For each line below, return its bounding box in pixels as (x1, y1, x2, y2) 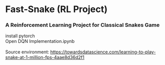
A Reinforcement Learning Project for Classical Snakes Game (5, 22, 160, 29)
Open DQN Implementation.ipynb (5, 38, 75, 44)
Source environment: (5, 49, 49, 55)
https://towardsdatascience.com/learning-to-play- (50, 49, 156, 55)
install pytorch (5, 33, 35, 39)
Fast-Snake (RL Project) (5, 4, 108, 15)
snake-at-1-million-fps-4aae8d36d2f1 (5, 54, 85, 60)
